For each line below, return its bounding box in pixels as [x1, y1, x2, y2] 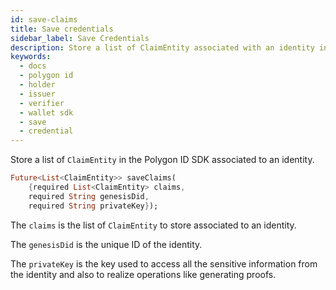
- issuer [19, 89, 56, 99]
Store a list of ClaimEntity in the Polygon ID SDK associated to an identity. [10, 154, 315, 166]
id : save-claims [10, 14, 78, 25]
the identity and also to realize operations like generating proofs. [10, 268, 277, 280]
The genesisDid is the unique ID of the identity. [10, 238, 203, 250]
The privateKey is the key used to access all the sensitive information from [10, 257, 318, 270]
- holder [19, 80, 56, 90]
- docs [19, 61, 47, 71]
